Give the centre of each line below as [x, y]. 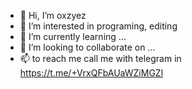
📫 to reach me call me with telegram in [100, 58]
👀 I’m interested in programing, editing [98, 26]
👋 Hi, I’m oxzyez [53, 15]
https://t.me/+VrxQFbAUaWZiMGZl [91, 73]
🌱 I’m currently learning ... [73, 36]
